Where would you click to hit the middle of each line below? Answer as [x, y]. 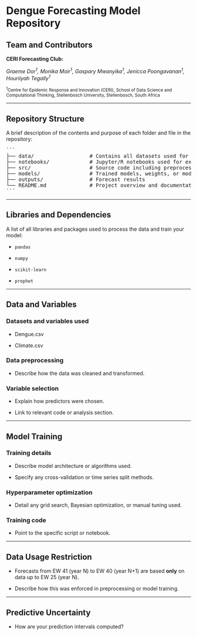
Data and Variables [42, 305]
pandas [23, 247]
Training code [26, 521]
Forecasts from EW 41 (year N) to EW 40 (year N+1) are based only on [99, 571]
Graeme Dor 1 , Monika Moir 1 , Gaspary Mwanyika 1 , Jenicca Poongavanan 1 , [95, 71]
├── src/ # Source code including [84, 168]
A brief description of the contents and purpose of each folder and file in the [98, 133]
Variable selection [33, 388]
